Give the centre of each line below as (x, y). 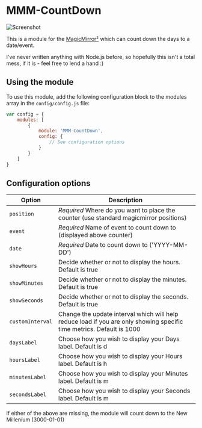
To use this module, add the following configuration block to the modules (97, 96)
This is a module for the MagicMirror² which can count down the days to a (98, 39)
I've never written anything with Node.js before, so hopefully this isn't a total (101, 57)
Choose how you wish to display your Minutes (123, 374)
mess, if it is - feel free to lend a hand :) (55, 63)
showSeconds (26, 301)
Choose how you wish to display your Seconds (124, 391)
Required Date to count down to (103, 245)
